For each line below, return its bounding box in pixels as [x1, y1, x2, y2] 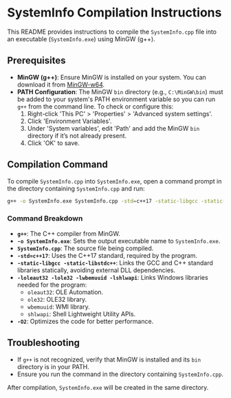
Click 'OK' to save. [27, 139, 80, 147]
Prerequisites [7, 55, 66, 67]
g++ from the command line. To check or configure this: [16, 102, 174, 111]
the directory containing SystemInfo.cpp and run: [7, 184, 145, 192]
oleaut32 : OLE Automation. [27, 287, 104, 296]
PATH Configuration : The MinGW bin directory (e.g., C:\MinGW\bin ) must [16, 87, 223, 96]
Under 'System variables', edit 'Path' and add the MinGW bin [27, 124, 200, 132]
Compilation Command [7, 159, 108, 170]
